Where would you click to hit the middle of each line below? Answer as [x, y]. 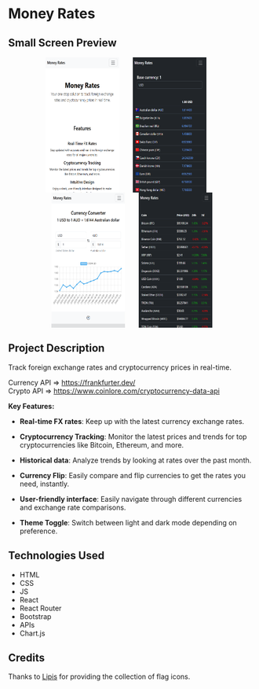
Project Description [57, 348]
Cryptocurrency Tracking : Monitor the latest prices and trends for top [133, 437]
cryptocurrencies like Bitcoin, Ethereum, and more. [102, 444]
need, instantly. [44, 484]
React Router [40, 608]
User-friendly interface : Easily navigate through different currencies [131, 499]
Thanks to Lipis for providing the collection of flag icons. [99, 676]
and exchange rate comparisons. [73, 507]
